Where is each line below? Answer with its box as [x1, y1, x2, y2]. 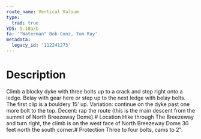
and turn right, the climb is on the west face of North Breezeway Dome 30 [6, 119, 189, 126]
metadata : [6, 37, 31, 43]
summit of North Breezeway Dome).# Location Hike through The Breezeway [6, 113, 194, 120]
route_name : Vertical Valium [6, 8, 79, 15]
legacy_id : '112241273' [11, 43, 71, 49]
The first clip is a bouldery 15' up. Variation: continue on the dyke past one [6, 100, 190, 108]
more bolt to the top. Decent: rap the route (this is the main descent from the [6, 107, 196, 114]
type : [6, 14, 20, 20]
